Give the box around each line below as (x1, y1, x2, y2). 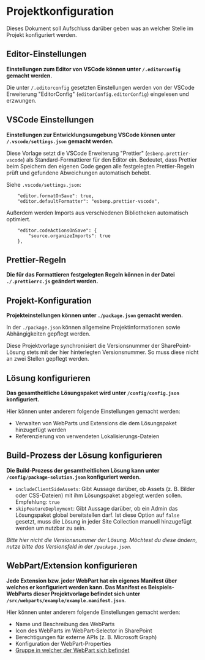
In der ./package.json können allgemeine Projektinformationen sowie (6, 324, 181, 331)
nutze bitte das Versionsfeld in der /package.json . (6, 543, 132, 550)
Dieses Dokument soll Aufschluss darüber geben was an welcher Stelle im (6, 25, 194, 32)
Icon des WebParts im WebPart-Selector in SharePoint (15, 627, 152, 634)
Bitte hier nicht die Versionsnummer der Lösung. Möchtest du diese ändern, (6, 536, 198, 543)
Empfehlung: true (15, 498, 60, 505)
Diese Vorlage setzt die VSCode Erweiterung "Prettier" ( (6, 149, 148, 157)
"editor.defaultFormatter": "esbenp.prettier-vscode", (17, 198, 160, 204)
